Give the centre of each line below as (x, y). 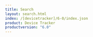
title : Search (19, 9)
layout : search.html (26, 14)
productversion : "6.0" (28, 27)
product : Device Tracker (30, 23)
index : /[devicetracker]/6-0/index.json (47, 18)
